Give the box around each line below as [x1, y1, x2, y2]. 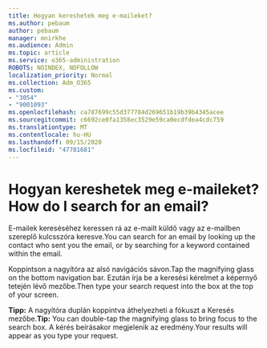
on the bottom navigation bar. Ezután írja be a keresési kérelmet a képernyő [8, 273, 258, 282]
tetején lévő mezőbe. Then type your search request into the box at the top [8, 282, 254, 291]
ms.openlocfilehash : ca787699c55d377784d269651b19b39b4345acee [8, 109, 225, 117]
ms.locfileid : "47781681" [8, 146, 95, 154]
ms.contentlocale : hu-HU [8, 130, 91, 138]
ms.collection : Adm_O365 [8, 78, 91, 86]
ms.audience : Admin [8, 42, 74, 50]
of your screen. [8, 290, 59, 300]
